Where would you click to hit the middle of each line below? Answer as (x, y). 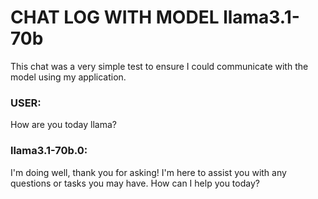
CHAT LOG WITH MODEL (115, 17)
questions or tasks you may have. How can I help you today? (135, 183)
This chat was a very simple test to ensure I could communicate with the (159, 66)
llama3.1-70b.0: (49, 151)
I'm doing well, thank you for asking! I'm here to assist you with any (148, 172)
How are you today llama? (63, 125)
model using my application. (68, 77)
